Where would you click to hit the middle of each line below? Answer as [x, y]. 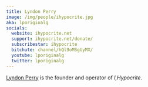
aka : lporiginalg [27, 22]
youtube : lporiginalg [38, 55]
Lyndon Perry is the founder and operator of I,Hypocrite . [74, 78]
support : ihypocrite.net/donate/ [52, 39]
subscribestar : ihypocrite [44, 45]
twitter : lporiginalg [38, 61]
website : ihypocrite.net [42, 34]
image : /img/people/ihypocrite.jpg [50, 17]
